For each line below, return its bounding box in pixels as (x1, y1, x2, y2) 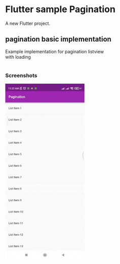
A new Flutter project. (5, 20, 51, 26)
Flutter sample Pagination (5, 4, 115, 15)
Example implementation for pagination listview (5, 48, 104, 54)
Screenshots (5, 72, 37, 79)
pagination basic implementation (5, 35, 111, 44)
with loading (5, 54, 31, 60)
